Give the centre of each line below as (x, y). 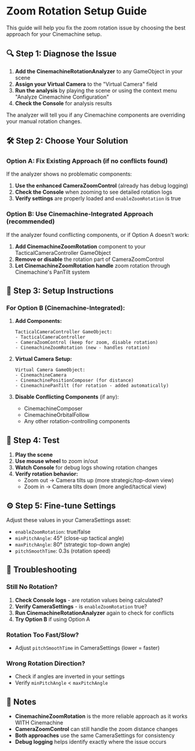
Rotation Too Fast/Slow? (43, 634)
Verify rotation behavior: (46, 474)
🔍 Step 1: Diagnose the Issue (62, 54)
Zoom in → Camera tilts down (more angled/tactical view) (95, 487)
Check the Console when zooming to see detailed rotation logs (94, 192)
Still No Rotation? (32, 587)
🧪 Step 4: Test (33, 440)
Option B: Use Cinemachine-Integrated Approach (80, 214)
